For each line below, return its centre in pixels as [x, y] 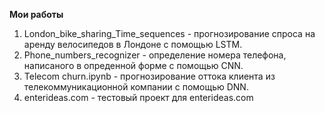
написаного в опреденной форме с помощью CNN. [133, 65]
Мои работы [36, 14]
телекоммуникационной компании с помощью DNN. [136, 87]
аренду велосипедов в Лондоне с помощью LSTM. [133, 44]
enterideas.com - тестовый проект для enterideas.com [138, 97]
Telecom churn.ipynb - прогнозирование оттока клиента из [149, 76]
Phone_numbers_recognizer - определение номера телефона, [155, 55]
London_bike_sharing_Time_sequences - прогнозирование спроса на [169, 33]
